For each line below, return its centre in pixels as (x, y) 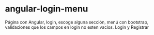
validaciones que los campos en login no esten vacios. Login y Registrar (77, 27)
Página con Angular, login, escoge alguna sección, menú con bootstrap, (77, 22)
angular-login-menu (46, 9)
